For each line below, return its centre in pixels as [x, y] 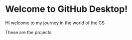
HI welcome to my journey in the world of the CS [55, 23]
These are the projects [28, 32]
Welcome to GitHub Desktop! [66, 9]
